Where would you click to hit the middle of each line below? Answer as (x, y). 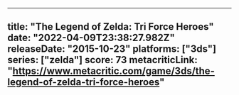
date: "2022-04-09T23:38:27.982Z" (91, 38)
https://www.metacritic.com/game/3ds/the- (113, 71)
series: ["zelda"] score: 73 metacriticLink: (102, 60)
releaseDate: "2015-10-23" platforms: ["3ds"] (112, 49)
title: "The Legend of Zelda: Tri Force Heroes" (111, 27)
